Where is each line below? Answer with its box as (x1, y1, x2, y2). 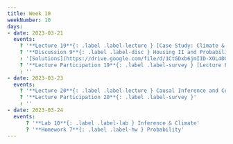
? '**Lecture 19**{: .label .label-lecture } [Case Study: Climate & (19, 42, 225, 49)
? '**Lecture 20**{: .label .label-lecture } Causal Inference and (19, 87, 218, 94)
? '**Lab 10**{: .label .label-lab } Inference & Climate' (25, 119, 200, 127)
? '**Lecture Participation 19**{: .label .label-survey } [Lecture (19, 62, 222, 69)
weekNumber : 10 (7, 17, 51, 24)
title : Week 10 (7, 10, 51, 17)
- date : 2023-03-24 (7, 107, 64, 114)
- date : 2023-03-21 (7, 29, 64, 37)
